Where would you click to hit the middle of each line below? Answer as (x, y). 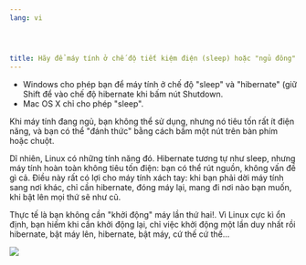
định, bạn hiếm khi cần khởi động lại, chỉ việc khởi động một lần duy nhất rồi (153, 224)
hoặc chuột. (32, 140)
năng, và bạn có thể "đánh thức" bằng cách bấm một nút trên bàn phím (144, 131)
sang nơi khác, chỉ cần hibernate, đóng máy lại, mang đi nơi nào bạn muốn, (151, 187)
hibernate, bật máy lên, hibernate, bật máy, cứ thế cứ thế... (120, 234)
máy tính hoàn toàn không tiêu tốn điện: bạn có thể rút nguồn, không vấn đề (153, 168)
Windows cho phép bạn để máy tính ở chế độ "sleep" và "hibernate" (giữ (160, 84)
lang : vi (26, 18)
